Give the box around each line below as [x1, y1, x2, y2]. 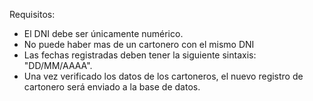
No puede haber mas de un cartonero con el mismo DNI [23, 39, 255, 50]
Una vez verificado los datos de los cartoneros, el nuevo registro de [23, 70, 304, 82]
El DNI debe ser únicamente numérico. [23, 28, 184, 39]
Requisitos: [9, 9, 56, 20]
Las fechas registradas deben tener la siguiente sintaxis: [23, 49, 257, 61]
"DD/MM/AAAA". [23, 60, 93, 71]
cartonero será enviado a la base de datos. [23, 81, 201, 93]
